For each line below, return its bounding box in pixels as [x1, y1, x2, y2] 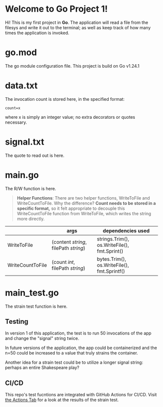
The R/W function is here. [5, 185, 56, 191]
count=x [5, 106, 21, 111]
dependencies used [102, 227, 150, 234]
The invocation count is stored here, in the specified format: [5, 96, 125, 102]
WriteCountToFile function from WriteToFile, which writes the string [16, 210, 151, 216]
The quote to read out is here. [5, 152, 65, 158]
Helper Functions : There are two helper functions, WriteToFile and [16, 195, 150, 201]
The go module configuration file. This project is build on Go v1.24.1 [5, 63, 140, 69]
